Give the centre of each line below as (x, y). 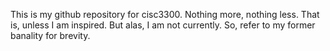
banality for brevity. (50, 35)
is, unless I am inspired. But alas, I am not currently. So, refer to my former (163, 25)
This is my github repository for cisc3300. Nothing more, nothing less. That (165, 14)
